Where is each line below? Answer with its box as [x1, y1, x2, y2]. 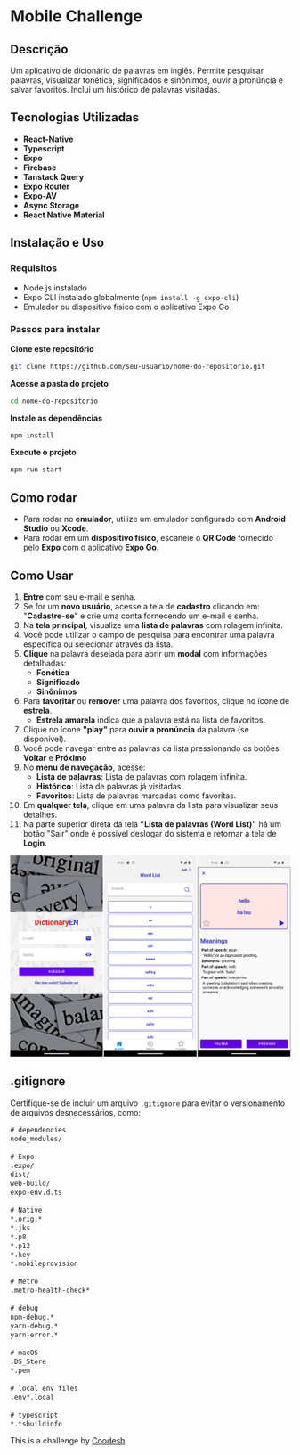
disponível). [22, 733, 67, 744]
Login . [22, 838, 47, 848]
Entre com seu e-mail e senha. [22, 591, 136, 602]
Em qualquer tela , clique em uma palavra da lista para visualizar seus [22, 799, 279, 810]
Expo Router [22, 181, 70, 192]
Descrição [10, 42, 69, 57]
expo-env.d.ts [10, 1188, 63, 1197]
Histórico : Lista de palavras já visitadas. [36, 781, 183, 791]
